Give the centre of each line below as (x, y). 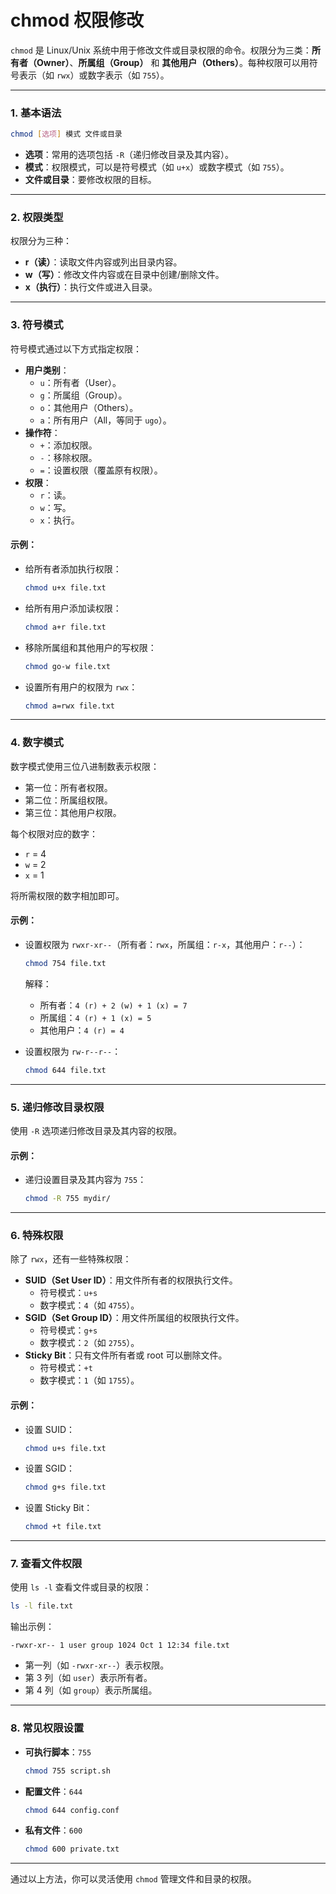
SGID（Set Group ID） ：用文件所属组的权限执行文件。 (134, 1318)
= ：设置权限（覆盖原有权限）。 (101, 470)
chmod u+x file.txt (65, 587)
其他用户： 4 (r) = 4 (82, 1030)
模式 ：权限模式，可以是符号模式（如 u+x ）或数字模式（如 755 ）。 (157, 167)
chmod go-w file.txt (67, 666)
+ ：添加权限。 (68, 445)
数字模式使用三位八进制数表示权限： (85, 766)
